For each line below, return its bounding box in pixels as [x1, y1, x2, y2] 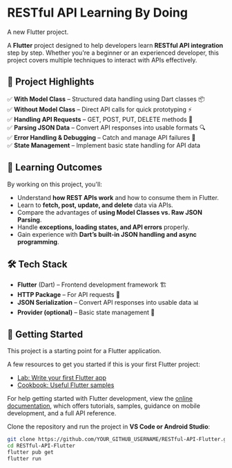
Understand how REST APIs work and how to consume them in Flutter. [17, 193, 220, 201]
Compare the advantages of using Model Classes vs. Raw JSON [17, 208, 202, 216]
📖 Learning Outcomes [7, 161, 102, 174]
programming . [17, 237, 60, 246]
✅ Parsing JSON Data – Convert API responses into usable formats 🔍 [7, 123, 206, 132]
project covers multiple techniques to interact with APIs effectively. [7, 55, 197, 64]
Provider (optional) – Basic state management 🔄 [17, 308, 155, 316]
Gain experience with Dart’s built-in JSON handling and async [17, 230, 197, 238]
